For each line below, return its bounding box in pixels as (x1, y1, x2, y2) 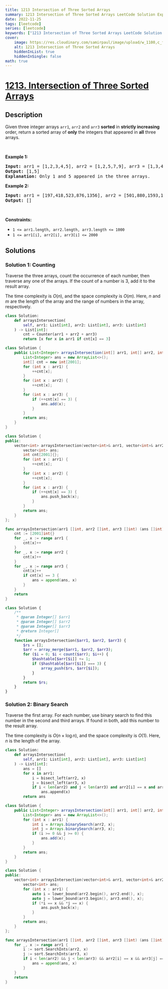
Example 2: (5, 183, 29, 189)
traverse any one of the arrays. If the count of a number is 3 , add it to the (5, 278, 155, 284)
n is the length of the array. (5, 738, 61, 744)
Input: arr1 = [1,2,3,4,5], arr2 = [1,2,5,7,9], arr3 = (5, 164, 145, 169)
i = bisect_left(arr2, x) (31, 775, 86, 781)
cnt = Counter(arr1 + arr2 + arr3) (23, 332, 97, 337)
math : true (5, 59, 28, 64)
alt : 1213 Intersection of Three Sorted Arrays (14, 45, 115, 50)
